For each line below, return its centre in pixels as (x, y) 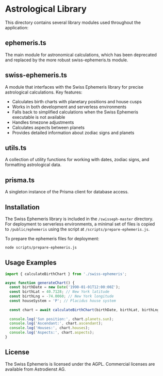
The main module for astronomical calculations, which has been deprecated (81, 55)
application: (17, 27)
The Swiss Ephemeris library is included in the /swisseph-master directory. (79, 219)
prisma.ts (20, 180)
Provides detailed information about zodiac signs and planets (73, 132)
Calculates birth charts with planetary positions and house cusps (77, 101)
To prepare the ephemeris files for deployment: (52, 239)
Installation (22, 207)
